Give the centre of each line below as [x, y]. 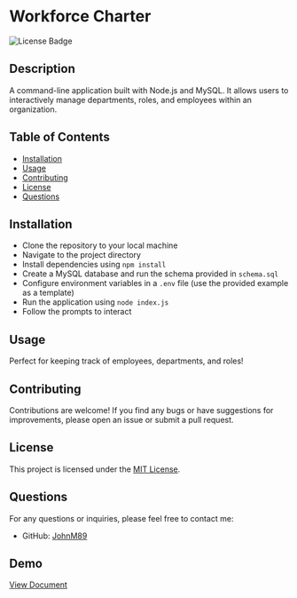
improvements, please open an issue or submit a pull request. [121, 420]
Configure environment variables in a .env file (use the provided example [155, 283]
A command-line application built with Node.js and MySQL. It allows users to [149, 90]
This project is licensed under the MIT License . [95, 469]
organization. [33, 109]
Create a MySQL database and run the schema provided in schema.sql [150, 274]
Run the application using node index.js [95, 302]
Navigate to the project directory [82, 255]
